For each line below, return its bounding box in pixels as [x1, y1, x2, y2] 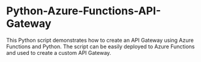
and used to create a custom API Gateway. [6, 49, 112, 56]
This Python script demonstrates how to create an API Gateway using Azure [6, 36, 194, 44]
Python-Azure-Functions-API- [6, 4, 161, 18]
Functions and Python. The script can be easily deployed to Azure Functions [6, 43, 195, 50]
